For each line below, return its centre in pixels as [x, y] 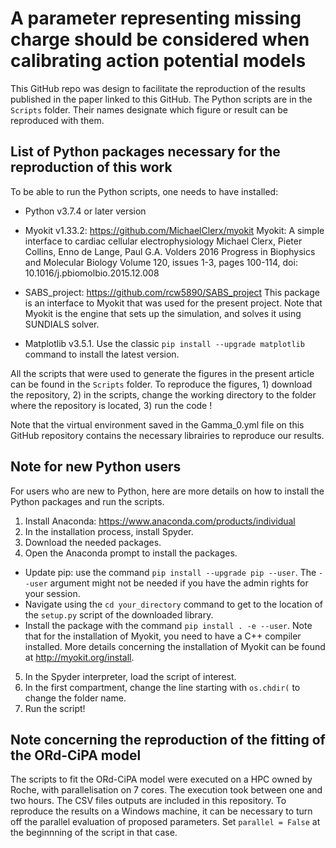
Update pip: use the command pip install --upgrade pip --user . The [170, 572]
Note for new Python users [96, 467]
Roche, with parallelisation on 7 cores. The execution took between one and [166, 790]
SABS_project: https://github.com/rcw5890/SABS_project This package [172, 292]
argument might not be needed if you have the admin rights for [179, 583]
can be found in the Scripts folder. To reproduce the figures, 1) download [161, 384]
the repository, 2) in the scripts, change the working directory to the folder [163, 394]
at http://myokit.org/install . [79, 657]
